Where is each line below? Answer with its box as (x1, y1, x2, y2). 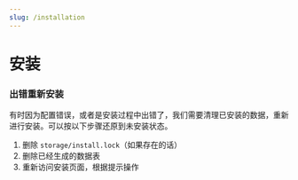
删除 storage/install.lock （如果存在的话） (21, 139, 182, 151)
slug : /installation (9, 12, 86, 22)
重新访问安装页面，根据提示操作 (21, 161, 139, 173)
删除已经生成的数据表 (21, 151, 100, 161)
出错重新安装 (9, 88, 65, 100)
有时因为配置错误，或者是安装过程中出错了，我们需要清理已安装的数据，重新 (9, 110, 289, 121)
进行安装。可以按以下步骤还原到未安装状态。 (9, 121, 173, 131)
